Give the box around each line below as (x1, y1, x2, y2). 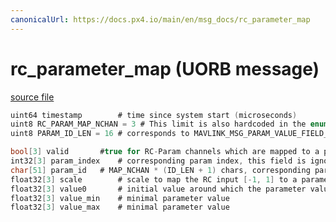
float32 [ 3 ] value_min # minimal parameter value (10, 193, 230, 203)
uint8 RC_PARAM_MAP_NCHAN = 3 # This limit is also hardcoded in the (10, 119, 307, 130)
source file (10, 91, 55, 103)
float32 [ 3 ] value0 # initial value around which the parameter (10, 184, 307, 194)
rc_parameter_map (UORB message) (10, 57, 320, 80)
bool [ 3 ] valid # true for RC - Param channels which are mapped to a (10, 147, 320, 157)
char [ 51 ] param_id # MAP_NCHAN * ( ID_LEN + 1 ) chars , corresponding (10, 165, 311, 175)
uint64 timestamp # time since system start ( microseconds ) (10, 110, 298, 120)
